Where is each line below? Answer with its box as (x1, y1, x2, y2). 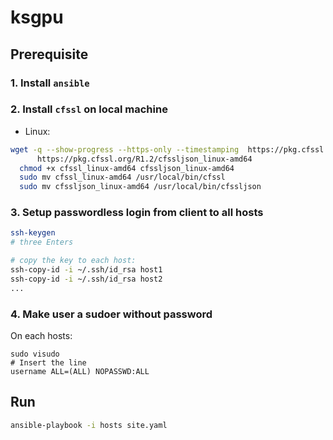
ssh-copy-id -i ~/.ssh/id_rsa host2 (10, 274, 163, 284)
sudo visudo (10, 349, 60, 360)
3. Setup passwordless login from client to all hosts (10, 206, 264, 220)
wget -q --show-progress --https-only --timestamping (10, 144, 240, 155)
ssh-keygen (10, 228, 56, 238)
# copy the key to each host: (10, 256, 137, 266)
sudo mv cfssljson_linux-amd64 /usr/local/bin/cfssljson (19, 182, 262, 192)
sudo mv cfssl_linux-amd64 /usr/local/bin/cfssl (19, 172, 226, 183)
